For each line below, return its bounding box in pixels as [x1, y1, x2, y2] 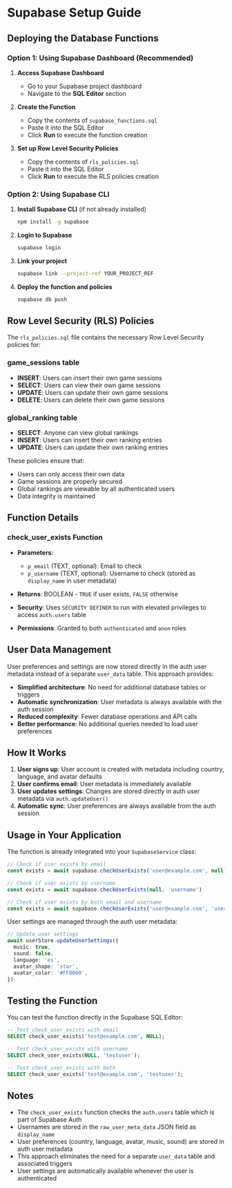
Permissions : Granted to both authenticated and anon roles [17, 623, 186, 632]
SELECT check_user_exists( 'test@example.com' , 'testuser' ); [7, 1071, 184, 1078]
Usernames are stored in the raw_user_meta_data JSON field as [17, 1123, 197, 1131]
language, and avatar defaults [17, 772, 102, 781]
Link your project [17, 257, 68, 265]
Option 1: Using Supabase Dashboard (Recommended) [7, 53, 194, 63]
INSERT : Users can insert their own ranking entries [17, 436, 162, 445]
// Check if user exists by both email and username [7, 899, 162, 906]
